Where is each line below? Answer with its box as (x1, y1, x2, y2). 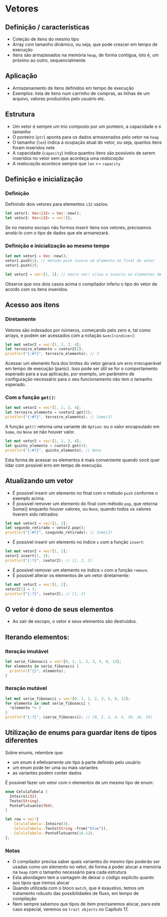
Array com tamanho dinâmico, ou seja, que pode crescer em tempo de (12, 41, 158, 47)
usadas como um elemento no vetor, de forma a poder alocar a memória (12, 864, 161, 870)
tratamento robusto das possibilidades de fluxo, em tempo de (12, 890, 139, 896)
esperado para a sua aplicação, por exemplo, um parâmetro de (5, 371, 135, 377)
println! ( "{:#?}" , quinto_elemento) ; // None (5, 448, 101, 453)
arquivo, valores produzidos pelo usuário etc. (12, 95, 106, 101)
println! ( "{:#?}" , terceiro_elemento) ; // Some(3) (5, 415, 113, 420)
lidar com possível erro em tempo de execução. (5, 462, 103, 468)
